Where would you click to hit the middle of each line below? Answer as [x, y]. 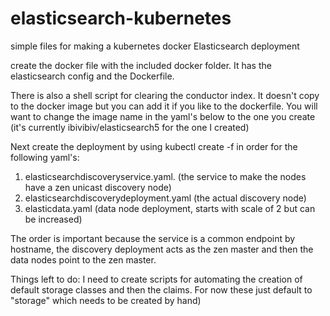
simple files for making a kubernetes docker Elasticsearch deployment [155, 46]
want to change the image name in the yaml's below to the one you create [163, 116]
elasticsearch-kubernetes [121, 18]
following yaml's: [45, 157]
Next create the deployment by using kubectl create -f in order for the [154, 146]
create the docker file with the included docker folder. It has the [141, 65]
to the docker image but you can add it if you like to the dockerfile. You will [164, 106]
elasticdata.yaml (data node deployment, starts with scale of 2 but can [170, 208]
